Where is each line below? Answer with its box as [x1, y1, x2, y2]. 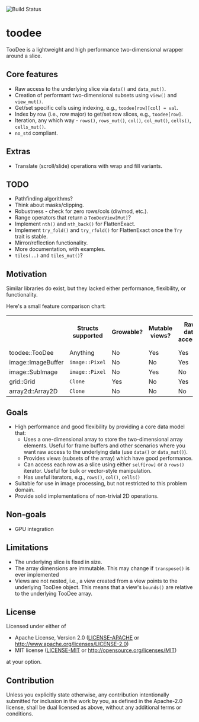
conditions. [6, 710, 34, 717]
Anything [69, 349, 95, 357]
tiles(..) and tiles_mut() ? [14, 252, 83, 259]
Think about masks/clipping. [14, 202, 84, 209]
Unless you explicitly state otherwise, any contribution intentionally [6, 691, 169, 698]
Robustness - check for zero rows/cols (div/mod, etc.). [14, 208, 149, 215]
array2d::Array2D [9, 387, 58, 396]
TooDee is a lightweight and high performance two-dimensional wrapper [6, 46, 184, 53]
